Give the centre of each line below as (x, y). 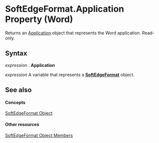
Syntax (16, 53)
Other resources (22, 124)
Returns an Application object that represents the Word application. (73, 33)
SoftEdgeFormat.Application (65, 9)
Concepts (15, 102)
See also (18, 90)
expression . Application (30, 65)
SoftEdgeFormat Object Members (39, 135)
